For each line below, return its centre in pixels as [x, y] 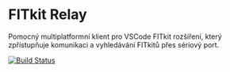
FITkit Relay [48, 15]
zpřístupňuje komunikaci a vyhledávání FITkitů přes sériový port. [114, 44]
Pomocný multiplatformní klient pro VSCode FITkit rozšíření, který [115, 36]
